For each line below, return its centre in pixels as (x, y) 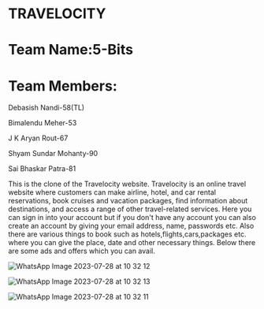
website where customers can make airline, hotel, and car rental (112, 192)
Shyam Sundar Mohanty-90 (53, 154)
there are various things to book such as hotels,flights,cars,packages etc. (127, 234)
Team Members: (63, 86)
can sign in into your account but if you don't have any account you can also (132, 218)
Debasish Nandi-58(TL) (46, 108)
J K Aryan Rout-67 (38, 138)
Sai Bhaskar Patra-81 (42, 169)
